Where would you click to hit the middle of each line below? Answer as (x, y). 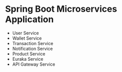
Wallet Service (27, 38)
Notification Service (32, 48)
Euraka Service (28, 59)
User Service (26, 33)
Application (29, 19)
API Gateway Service (34, 64)
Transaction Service (33, 43)
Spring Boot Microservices (61, 9)
